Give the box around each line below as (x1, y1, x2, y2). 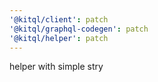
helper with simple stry (9, 61, 104, 73)
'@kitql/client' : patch (9, 14, 109, 25)
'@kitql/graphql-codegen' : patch (9, 24, 149, 34)
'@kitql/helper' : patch (9, 33, 109, 43)
